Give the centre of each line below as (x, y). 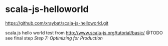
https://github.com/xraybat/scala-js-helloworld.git (57, 23)
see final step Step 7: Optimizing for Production (54, 38)
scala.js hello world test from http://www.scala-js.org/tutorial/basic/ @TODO (84, 32)
